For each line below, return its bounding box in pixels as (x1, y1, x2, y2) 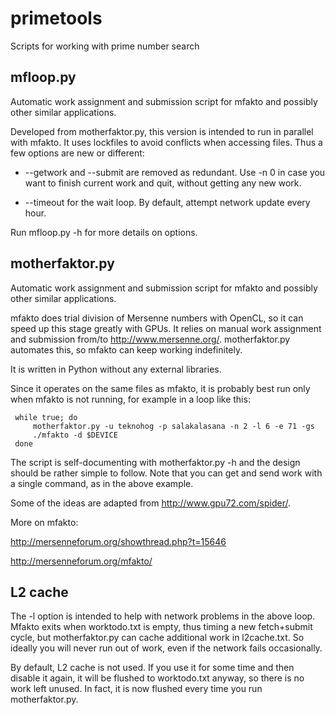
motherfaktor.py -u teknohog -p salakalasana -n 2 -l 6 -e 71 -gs (32, 421, 315, 431)
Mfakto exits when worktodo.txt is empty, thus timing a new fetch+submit (10, 621, 313, 633)
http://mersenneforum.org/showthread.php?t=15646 (10, 535, 227, 547)
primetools (10, 7, 103, 30)
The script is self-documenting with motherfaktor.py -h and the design (10, 456, 301, 468)
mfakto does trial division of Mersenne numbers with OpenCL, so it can (10, 312, 304, 324)
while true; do (14, 412, 78, 422)
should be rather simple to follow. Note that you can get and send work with (10, 467, 323, 479)
